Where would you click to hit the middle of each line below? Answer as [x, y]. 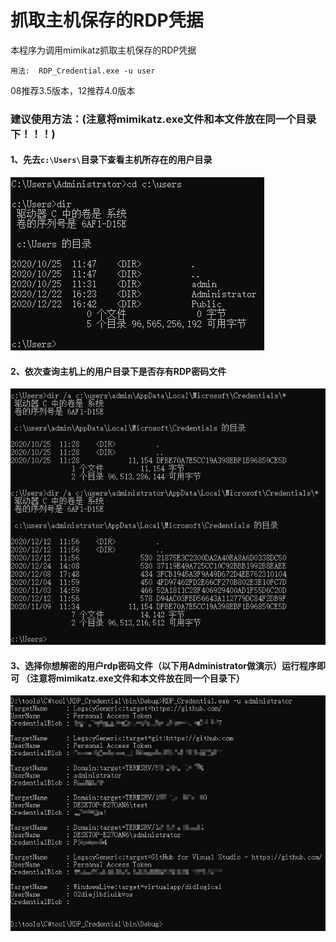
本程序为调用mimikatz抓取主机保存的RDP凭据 [103, 50]
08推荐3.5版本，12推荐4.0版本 [73, 90]
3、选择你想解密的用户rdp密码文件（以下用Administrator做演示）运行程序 [163, 665]
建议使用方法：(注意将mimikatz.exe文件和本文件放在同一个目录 [163, 119]
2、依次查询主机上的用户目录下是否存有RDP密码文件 [118, 371]
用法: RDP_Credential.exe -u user [83, 71]
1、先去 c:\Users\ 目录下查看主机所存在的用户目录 [111, 160]
